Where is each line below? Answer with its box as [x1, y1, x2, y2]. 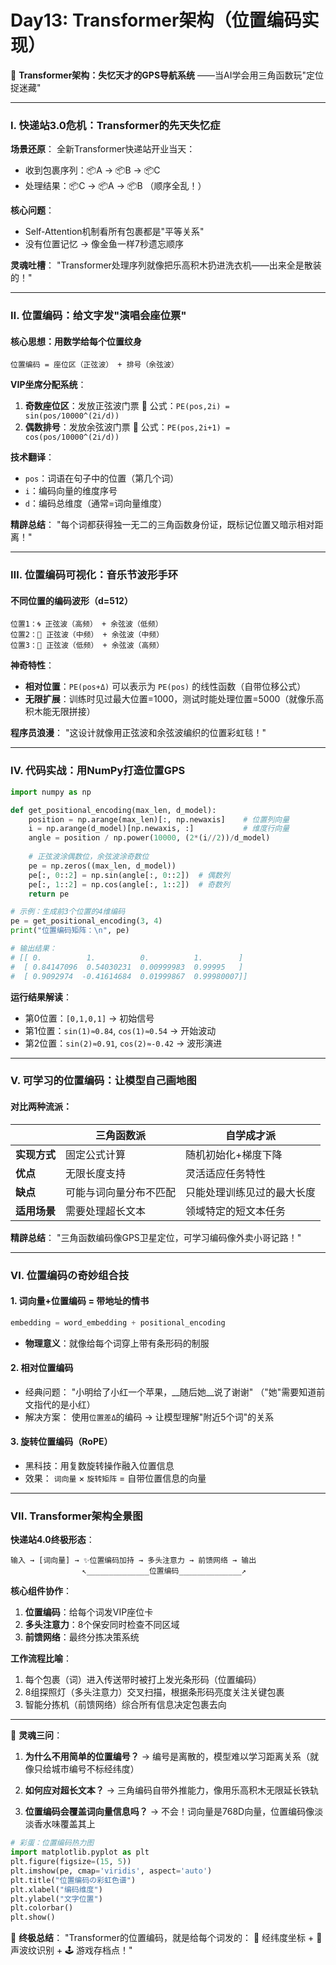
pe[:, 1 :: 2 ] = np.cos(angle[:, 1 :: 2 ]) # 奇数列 [28, 879, 230, 890]
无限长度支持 [65, 1166, 127, 1180]
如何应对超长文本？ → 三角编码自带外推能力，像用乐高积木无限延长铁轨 [24, 1784, 320, 1796]
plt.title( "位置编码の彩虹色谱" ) [10, 1875, 137, 1885]
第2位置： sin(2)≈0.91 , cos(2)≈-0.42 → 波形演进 [24, 1037, 223, 1049]
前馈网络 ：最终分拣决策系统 [24, 1631, 140, 1643]
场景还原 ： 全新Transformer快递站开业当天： [10, 143, 196, 155]
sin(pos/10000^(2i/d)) [24, 411, 120, 421]
